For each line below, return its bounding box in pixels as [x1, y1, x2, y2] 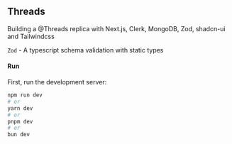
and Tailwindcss [7, 32, 55, 40]
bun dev [7, 131, 31, 138]
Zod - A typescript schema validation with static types [7, 45, 164, 54]
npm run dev [7, 92, 43, 99]
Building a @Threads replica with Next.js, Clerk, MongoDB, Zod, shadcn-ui [7, 24, 226, 33]
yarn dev [7, 104, 33, 112]
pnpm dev [7, 118, 33, 125]
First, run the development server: [7, 78, 107, 87]
